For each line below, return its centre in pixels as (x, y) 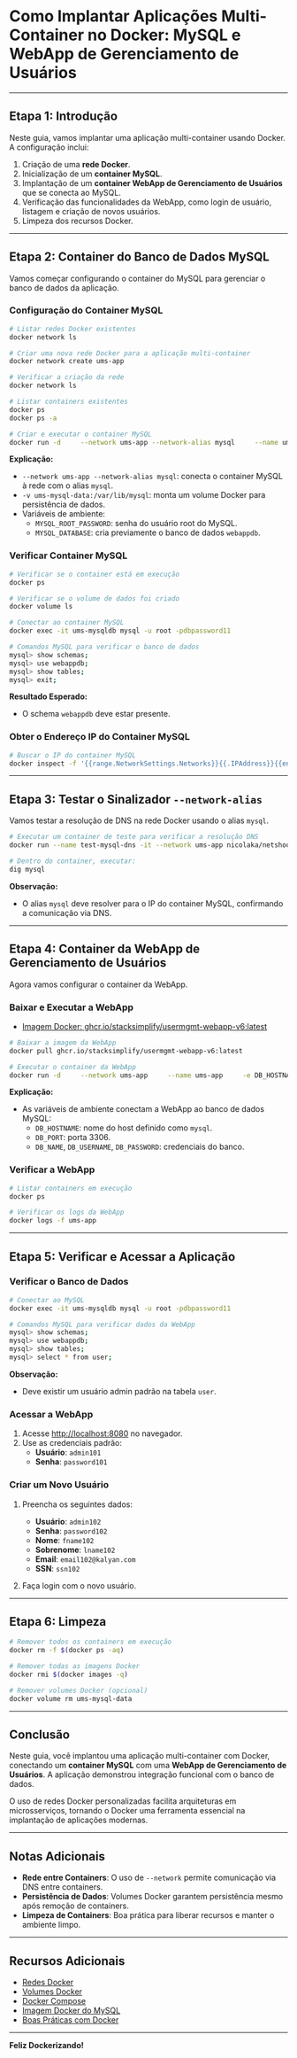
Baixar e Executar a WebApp (72, 1007)
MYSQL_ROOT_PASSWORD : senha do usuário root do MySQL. (136, 524)
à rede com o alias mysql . (68, 485)
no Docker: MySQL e (164, 35)
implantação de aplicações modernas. (79, 1820)
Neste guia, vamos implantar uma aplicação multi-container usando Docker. (147, 137)
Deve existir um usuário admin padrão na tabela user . (119, 1391)
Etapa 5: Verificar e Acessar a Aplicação (122, 1257)
